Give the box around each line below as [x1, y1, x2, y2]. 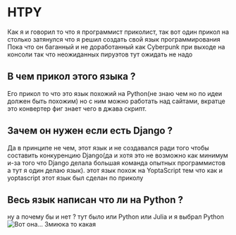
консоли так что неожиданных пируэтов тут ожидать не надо [7, 50, 193, 59]
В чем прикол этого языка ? [7, 71, 136, 83]
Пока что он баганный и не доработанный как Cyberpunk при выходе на [7, 42, 225, 51]
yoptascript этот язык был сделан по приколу [7, 174, 144, 182]
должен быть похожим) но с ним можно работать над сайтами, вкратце [7, 97, 225, 105]
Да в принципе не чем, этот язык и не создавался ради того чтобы [7, 143, 209, 152]
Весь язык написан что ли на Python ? [7, 193, 183, 205]
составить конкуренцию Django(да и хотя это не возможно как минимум [7, 151, 229, 159]
